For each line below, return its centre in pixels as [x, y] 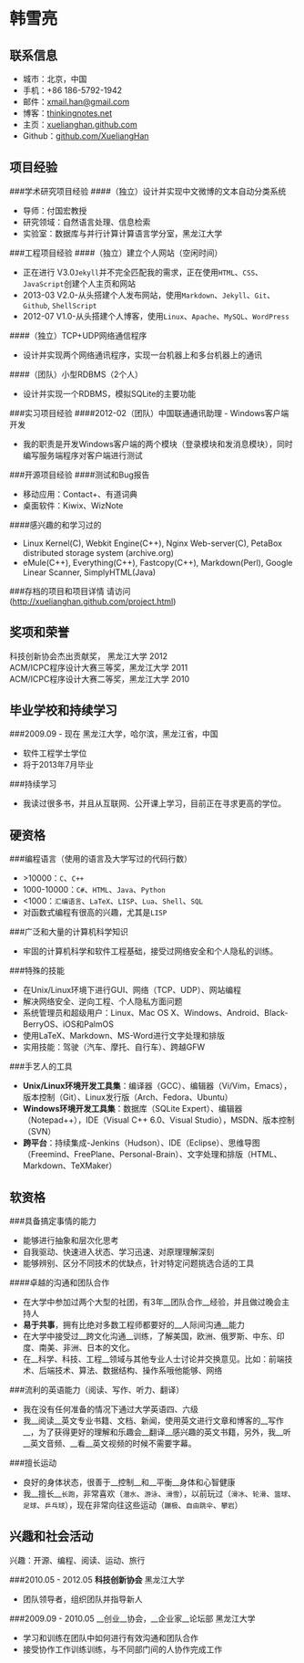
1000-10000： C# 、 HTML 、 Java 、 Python [94, 890]
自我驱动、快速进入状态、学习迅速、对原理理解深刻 [118, 1252]
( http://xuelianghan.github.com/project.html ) [93, 601]
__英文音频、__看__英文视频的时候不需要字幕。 [110, 1444]
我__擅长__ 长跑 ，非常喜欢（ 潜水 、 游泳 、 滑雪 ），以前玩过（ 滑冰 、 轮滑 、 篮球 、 [159, 1494]
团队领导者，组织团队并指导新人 [82, 1599]
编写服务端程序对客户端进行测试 [82, 455]
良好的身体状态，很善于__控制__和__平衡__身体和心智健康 [129, 1482]
